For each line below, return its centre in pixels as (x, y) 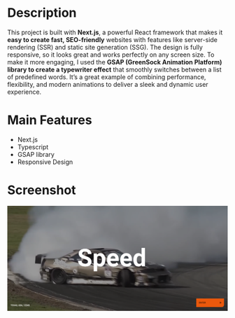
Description (42, 13)
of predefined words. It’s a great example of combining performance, (107, 77)
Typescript (33, 147)
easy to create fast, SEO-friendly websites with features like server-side (113, 39)
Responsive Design (45, 162)
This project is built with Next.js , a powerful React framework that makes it (115, 32)
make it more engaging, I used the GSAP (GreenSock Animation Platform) (115, 62)
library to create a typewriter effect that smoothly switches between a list (114, 69)
